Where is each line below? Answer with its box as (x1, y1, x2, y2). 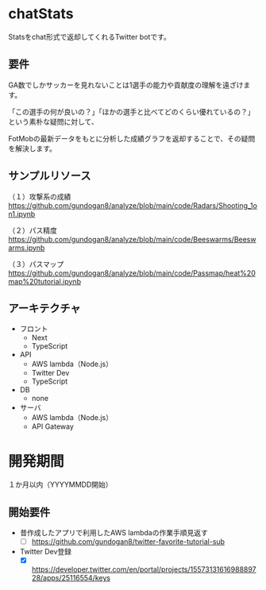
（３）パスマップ (8, 259, 64, 268)
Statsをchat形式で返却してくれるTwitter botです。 (8, 32, 171, 41)
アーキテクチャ (8, 301, 81, 314)
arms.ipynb (8, 243, 45, 253)
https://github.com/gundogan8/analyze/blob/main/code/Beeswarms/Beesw (8, 234, 256, 244)
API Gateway (31, 422, 74, 431)
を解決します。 (8, 144, 57, 153)
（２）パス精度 (8, 226, 57, 235)
